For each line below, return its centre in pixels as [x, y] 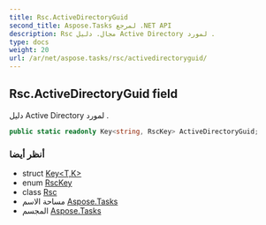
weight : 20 [29, 50]
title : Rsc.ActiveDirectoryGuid [68, 17]
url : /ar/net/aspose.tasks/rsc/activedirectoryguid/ [108, 58]
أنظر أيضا [27, 154]
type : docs [29, 42]
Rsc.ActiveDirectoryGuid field [94, 94]
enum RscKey [47, 183]
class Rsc [39, 191]
